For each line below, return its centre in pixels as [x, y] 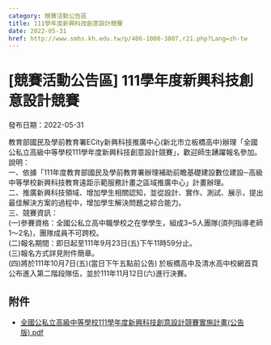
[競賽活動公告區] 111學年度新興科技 [124, 81]
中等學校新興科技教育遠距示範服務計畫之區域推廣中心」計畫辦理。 [118, 183]
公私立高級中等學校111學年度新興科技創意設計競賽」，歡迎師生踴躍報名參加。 [135, 152]
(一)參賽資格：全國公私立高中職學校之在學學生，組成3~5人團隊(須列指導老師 [136, 223]
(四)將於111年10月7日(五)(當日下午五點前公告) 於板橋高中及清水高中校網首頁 [133, 263]
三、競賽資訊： [33, 213]
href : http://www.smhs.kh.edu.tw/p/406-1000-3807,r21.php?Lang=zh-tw [128, 38]
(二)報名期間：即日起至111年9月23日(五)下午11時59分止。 [102, 243]
